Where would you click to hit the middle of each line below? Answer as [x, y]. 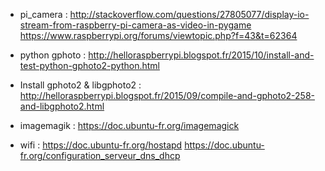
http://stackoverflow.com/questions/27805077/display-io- [189, 14]
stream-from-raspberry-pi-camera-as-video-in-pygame [135, 25]
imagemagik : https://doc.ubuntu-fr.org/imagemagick [129, 125]
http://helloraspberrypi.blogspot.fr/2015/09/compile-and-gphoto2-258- [167, 95]
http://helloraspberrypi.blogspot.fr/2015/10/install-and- [201, 55]
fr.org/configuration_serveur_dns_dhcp [100, 155]
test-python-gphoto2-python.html [89, 65]
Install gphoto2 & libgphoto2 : [80, 85]
